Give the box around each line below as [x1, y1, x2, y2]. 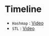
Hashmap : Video [11, 20, 44, 26]
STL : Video [11, 25, 35, 31]
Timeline [4, 3, 42, 15]
